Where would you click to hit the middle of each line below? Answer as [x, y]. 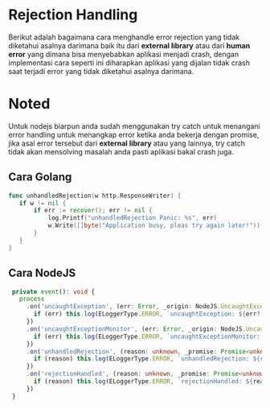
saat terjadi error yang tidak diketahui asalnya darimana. [101, 71]
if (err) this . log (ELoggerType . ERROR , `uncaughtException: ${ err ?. [149, 314]
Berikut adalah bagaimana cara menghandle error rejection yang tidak [124, 37]
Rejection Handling [73, 15]
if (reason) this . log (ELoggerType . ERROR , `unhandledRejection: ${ [147, 359]
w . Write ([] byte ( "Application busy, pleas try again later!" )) [154, 226]
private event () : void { [53, 291]
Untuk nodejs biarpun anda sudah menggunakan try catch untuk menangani [135, 126]
